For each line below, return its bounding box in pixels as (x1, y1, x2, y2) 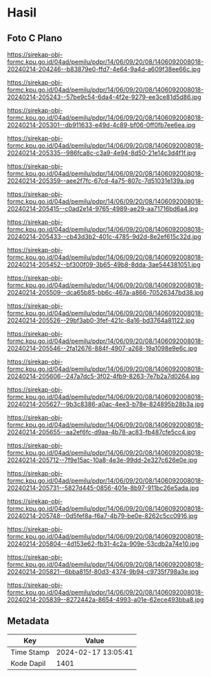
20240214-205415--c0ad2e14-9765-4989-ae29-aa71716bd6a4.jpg (7, 205, 199, 212)
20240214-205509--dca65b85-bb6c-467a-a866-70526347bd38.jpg (7, 289, 204, 296)
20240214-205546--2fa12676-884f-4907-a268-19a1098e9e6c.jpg (7, 344, 197, 352)
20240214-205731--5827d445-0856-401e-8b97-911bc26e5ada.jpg (7, 484, 199, 492)
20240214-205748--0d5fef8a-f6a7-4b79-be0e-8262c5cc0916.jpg (7, 512, 198, 520)
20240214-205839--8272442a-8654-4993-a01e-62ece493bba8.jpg (7, 596, 204, 603)
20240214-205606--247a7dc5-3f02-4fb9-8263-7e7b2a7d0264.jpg (7, 373, 200, 380)
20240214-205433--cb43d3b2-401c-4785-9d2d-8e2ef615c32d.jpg (7, 232, 201, 241)
